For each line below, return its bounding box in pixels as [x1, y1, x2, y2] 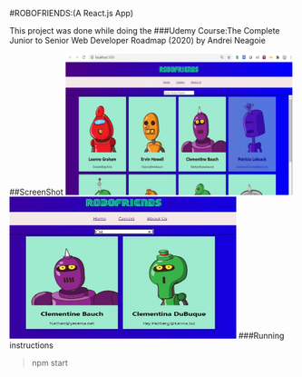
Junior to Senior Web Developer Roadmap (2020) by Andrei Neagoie [9, 35, 266, 45]
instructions [9, 340, 54, 351]
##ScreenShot [9, 186, 63, 197]
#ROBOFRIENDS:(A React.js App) [9, 8, 134, 18]
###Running [238, 331, 285, 341]
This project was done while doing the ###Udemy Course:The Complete [9, 25, 280, 35]
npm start [31, 358, 68, 368]
